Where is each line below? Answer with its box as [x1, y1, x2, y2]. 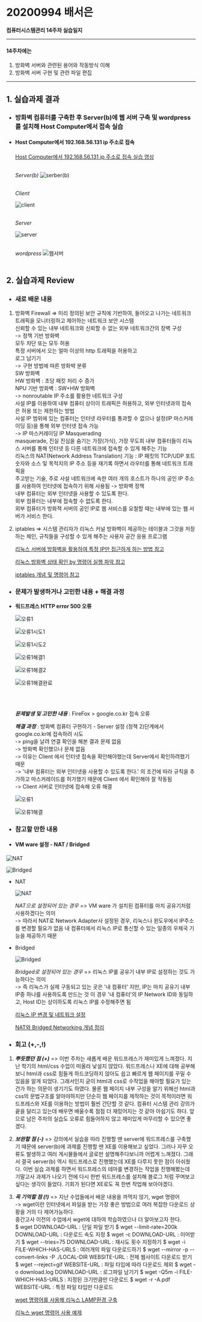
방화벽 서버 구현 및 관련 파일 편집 [14, 69, 92, 76]
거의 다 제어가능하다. [26, 1208, 75, 1216]
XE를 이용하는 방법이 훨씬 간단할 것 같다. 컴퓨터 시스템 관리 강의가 [41, 1100, 195, 1107]
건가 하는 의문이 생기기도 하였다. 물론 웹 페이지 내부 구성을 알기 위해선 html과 [14, 1085, 195, 1092]
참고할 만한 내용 [14, 825, 58, 833]
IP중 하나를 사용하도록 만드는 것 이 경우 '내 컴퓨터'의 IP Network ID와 [14, 990, 177, 998]
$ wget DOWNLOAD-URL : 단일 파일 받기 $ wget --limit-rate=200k [14, 1223, 177, 1231]
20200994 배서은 [6, 5, 94, 19]
